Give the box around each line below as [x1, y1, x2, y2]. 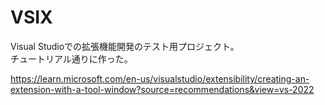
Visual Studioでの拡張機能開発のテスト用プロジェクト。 [10, 40, 240, 52]
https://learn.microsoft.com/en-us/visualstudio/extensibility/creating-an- [10, 72, 310, 85]
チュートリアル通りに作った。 [10, 52, 133, 65]
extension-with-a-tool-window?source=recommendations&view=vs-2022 [10, 83, 315, 95]
